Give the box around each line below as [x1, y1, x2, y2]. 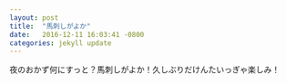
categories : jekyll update [9, 38, 112, 48]
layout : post [9, 13, 59, 23]
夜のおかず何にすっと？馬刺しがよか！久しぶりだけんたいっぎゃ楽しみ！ [9, 64, 281, 75]
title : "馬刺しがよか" [9, 22, 91, 31]
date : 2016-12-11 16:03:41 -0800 [9, 30, 145, 39]
